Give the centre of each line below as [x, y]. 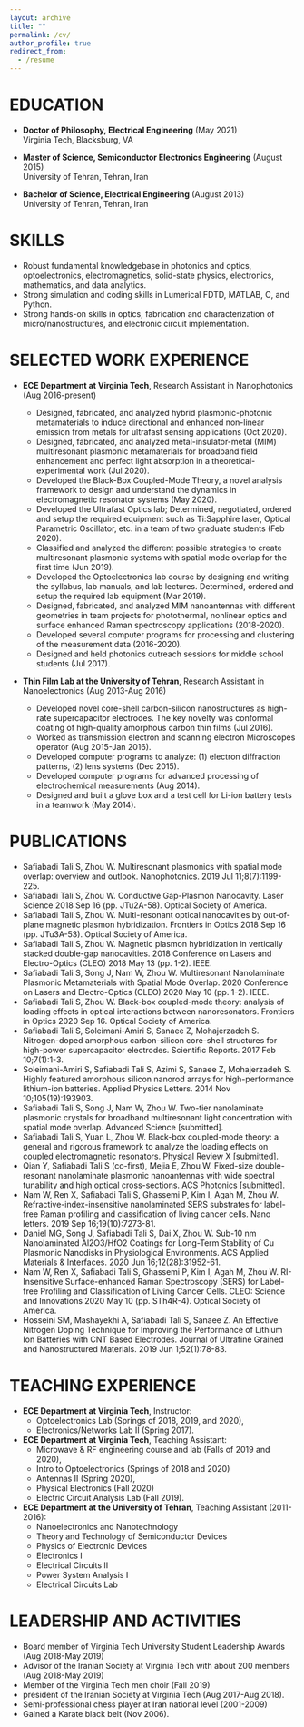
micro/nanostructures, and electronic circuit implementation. [136, 323]
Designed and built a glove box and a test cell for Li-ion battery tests [164, 794]
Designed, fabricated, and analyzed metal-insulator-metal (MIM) [156, 441]
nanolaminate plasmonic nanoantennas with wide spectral [166, 1175]
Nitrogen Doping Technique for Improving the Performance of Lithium [152, 1329]
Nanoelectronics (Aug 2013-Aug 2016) [94, 690]
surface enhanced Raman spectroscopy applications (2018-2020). [160, 625]
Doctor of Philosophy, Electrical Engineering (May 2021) [130, 130]
